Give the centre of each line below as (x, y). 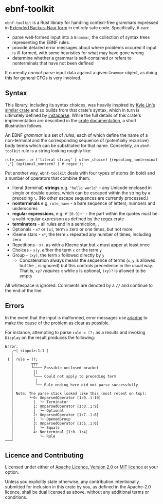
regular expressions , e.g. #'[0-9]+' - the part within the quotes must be (85, 213)
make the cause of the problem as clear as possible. (57, 323)
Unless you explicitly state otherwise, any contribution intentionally (72, 482)
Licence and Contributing (45, 455)
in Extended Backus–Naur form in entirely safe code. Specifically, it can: (77, 27)
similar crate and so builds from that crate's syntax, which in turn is (72, 110)
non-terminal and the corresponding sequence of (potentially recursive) (77, 140)
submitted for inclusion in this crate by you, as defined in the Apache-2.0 (78, 487)
